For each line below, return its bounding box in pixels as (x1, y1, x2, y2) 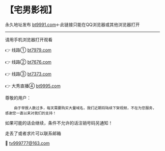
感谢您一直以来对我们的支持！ (5, 111, 56, 116)
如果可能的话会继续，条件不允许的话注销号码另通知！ (5, 120, 113, 126)
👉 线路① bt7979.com (5, 47, 52, 53)
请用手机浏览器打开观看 (5, 36, 53, 42)
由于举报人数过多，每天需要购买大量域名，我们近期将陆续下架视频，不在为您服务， (14, 105, 157, 110)
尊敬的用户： (5, 95, 31, 101)
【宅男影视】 (5, 4, 57, 16)
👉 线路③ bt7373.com (5, 71, 52, 76)
